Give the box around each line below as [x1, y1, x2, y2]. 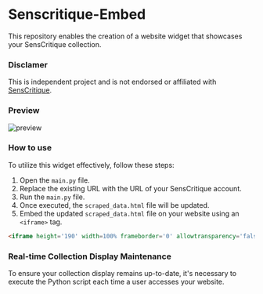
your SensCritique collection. [8, 39, 102, 49]
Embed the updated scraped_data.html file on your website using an [19, 209, 240, 218]
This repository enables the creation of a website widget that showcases [8, 31, 243, 41]
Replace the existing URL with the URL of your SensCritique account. [19, 183, 242, 193]
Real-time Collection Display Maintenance [8, 251, 172, 262]
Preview [8, 105, 40, 116]
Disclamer [8, 59, 49, 70]
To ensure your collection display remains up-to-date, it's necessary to [8, 269, 237, 278]
